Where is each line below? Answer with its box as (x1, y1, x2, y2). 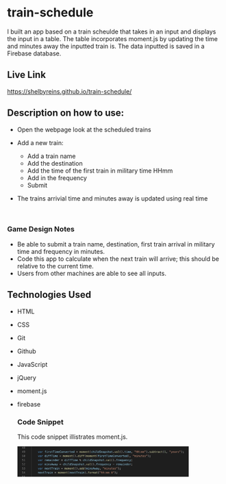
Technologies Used (7, 289, 91, 301)
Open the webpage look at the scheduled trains (16, 125, 152, 133)
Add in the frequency (27, 173, 88, 182)
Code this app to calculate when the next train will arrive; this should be (16, 255, 219, 263)
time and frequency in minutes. (16, 247, 105, 255)
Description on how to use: (7, 107, 125, 119)
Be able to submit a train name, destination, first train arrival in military (16, 240, 215, 248)
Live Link (7, 69, 47, 81)
